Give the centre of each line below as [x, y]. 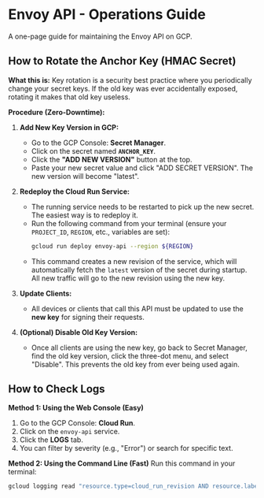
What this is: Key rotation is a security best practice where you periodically [130, 80]
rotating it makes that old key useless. [70, 97]
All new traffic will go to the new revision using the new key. [128, 278]
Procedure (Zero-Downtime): [57, 112]
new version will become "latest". [85, 176]
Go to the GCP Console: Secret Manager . [99, 143]
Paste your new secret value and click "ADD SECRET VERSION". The [142, 168]
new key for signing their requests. [88, 317]
